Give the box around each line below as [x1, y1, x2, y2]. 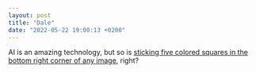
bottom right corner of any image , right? [8, 56, 139, 65]
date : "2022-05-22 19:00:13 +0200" [8, 26, 126, 34]
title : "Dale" [8, 19, 55, 27]
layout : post [8, 11, 52, 20]
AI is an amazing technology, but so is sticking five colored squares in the [8, 48, 248, 57]
